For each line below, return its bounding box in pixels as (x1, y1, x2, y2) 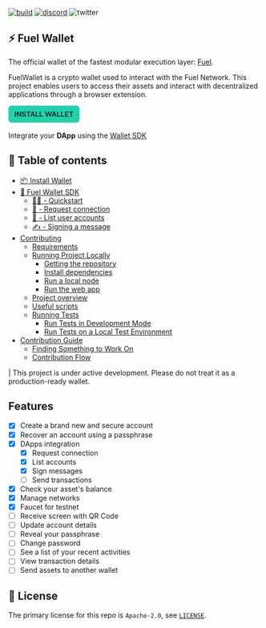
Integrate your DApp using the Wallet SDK (8, 131, 147, 140)
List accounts (31, 457, 77, 466)
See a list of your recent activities (19, 547, 131, 557)
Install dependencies (43, 267, 113, 276)
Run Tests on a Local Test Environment (43, 327, 172, 336)
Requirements (31, 241, 79, 252)
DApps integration (19, 439, 80, 449)
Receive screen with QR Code (19, 511, 119, 521)
